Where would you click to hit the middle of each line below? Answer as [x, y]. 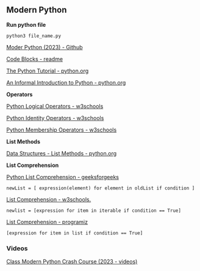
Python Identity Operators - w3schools [55, 118]
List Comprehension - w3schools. [49, 199]
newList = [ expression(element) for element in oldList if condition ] [101, 188]
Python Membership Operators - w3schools [62, 130]
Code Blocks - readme [34, 59]
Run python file [26, 24]
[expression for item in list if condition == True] [75, 233]
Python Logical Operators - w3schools [55, 106]
